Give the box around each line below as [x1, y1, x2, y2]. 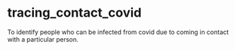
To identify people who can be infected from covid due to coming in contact [7, 28, 229, 36]
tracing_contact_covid [7, 5, 142, 21]
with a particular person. [7, 35, 79, 43]
